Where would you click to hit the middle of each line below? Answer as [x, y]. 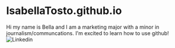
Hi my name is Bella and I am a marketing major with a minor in [83, 27]
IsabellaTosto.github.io [64, 11]
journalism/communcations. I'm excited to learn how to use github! [87, 33]
